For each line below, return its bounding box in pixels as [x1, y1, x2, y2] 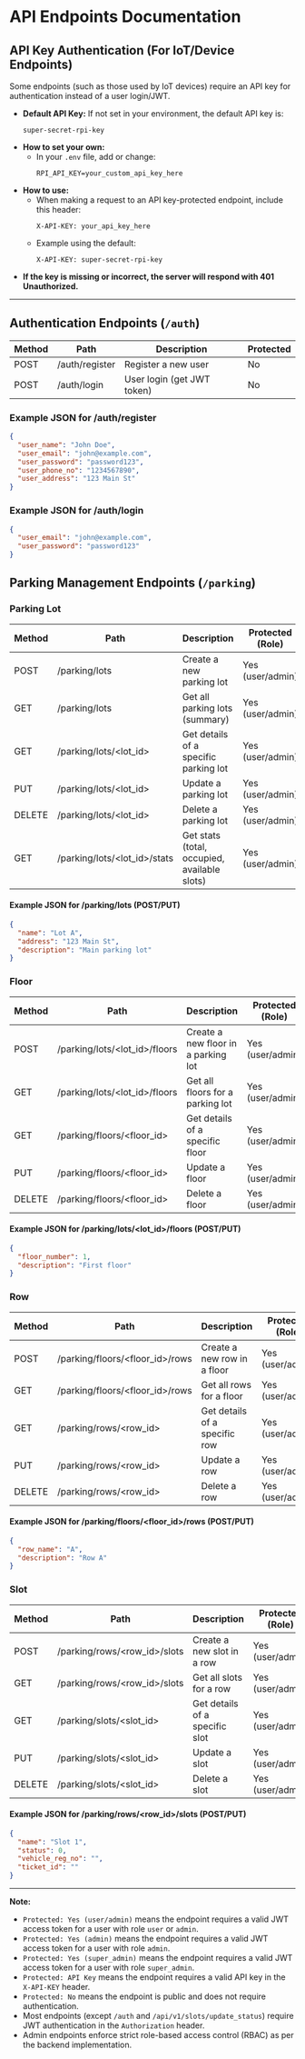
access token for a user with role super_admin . [22, 1962, 195, 1974]
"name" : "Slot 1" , [17, 1837, 88, 1846]
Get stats [182, 829, 221, 842]
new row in [201, 1352, 248, 1364]
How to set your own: [22, 142, 105, 152]
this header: [35, 205, 82, 215]
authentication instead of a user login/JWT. [9, 91, 171, 101]
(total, [182, 840, 208, 853]
